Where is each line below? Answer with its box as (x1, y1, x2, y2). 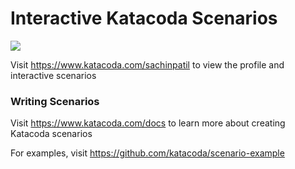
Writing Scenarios (10, 94, 100, 108)
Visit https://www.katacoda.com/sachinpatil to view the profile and (10, 58, 285, 71)
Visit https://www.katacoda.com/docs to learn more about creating (10, 117, 286, 129)
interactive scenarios (10, 69, 97, 81)
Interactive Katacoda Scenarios (10, 7, 278, 30)
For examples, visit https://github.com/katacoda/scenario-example (10, 147, 285, 159)
